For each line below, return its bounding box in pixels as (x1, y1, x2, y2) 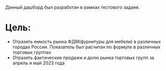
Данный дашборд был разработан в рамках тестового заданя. (5, 5, 140, 10)
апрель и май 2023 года (12, 60, 65, 66)
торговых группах (12, 49, 51, 55)
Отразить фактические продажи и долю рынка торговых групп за (12, 54, 154, 60)
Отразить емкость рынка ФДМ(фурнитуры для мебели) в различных (12, 38, 161, 44)
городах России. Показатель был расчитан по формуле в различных (12, 44, 161, 50)
